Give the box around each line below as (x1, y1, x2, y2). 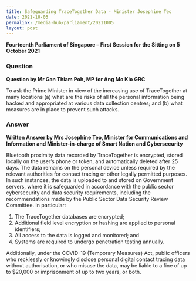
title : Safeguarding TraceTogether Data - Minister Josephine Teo (6, 8, 172, 15)
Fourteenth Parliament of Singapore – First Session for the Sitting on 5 (6, 41, 180, 48)
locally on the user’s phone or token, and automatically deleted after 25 (6, 157, 178, 165)
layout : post (6, 25, 38, 31)
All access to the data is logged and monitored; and (14, 232, 140, 239)
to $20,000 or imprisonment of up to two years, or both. (6, 268, 142, 275)
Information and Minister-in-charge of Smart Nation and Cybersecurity (6, 140, 183, 147)
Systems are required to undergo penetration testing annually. (14, 238, 165, 245)
